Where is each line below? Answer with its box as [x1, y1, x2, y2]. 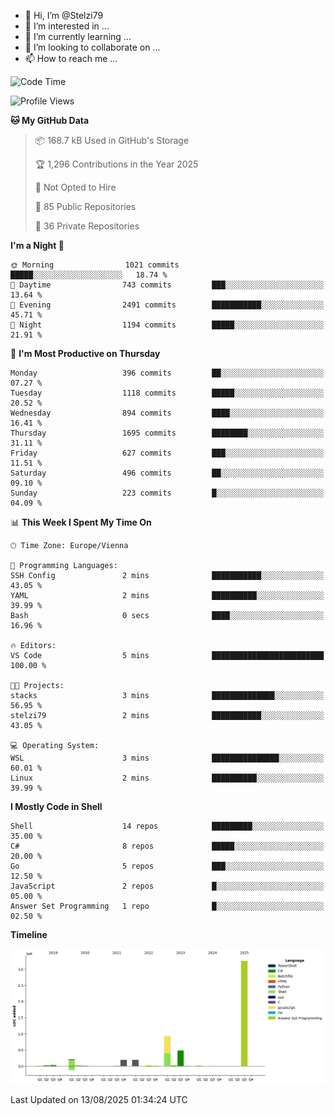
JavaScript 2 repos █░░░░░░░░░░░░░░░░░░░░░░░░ [10, 881, 325, 891]
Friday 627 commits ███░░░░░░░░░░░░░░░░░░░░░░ [10, 448, 325, 458]
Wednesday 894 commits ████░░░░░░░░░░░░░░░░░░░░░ [10, 408, 325, 418]
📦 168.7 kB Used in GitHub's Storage [34, 135, 190, 146]
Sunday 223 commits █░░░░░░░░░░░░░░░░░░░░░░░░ [10, 488, 325, 498]
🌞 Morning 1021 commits [10, 260, 180, 270]
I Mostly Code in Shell [10, 801, 103, 812]
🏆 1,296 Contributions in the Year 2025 [34, 158, 199, 170]
